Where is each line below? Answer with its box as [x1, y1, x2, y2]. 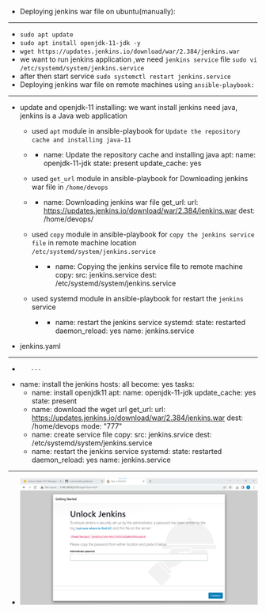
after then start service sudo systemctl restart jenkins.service [19, 71, 231, 81]
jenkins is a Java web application [19, 111, 128, 120]
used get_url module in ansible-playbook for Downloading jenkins [31, 174, 249, 183]
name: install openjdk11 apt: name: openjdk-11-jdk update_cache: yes [31, 388, 256, 397]
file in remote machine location [31, 238, 137, 248]
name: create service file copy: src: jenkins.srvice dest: [31, 430, 212, 439]
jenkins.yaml [19, 342, 61, 350]
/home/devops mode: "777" [31, 422, 123, 430]
